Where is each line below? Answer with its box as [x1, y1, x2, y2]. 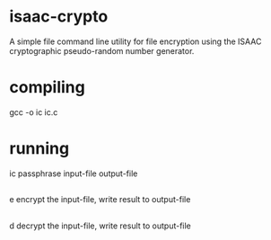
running [9, 138, 70, 159]
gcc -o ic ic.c [9, 106, 58, 118]
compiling [9, 77, 85, 98]
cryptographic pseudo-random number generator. [9, 45, 195, 56]
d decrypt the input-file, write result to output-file [9, 220, 191, 231]
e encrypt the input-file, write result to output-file [9, 194, 191, 205]
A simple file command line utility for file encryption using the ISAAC [9, 36, 262, 47]
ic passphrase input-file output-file [9, 168, 138, 179]
